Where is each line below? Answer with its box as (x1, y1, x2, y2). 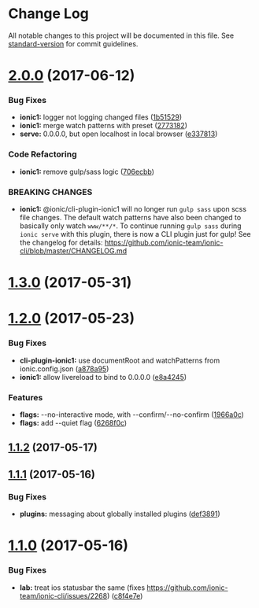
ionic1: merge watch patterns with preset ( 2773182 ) (19, 121, 187, 131)
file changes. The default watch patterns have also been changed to (19, 213, 242, 223)
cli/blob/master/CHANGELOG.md (19, 246, 128, 256)
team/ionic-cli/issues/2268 (19, 591, 108, 600)
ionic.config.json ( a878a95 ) (19, 363, 109, 374)
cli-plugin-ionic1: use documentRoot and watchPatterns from (19, 356, 220, 365)
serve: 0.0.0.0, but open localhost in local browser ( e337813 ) (19, 129, 218, 138)
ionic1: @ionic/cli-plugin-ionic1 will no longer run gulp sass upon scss (19, 205, 246, 214)
